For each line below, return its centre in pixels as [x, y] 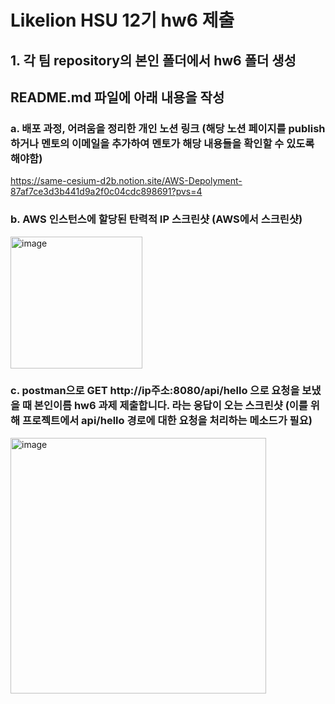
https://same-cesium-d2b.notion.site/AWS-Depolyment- [126, 181]
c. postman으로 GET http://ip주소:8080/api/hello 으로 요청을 [155, 391]
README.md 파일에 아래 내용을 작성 [117, 97]
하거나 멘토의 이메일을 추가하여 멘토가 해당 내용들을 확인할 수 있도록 [162, 143]
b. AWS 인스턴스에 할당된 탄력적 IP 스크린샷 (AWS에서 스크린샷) [156, 219]
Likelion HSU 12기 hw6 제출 [122, 20]
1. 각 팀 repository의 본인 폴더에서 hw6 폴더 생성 [153, 60]
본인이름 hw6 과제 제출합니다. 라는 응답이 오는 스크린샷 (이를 [170, 406]
